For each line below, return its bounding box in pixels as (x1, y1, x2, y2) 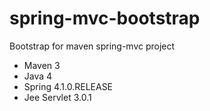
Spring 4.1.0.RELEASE (23, 80, 114, 92)
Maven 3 (23, 59, 61, 71)
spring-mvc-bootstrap (9, 7, 201, 30)
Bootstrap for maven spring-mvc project (9, 40, 176, 52)
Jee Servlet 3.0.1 (23, 91, 92, 103)
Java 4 (23, 70, 53, 82)
